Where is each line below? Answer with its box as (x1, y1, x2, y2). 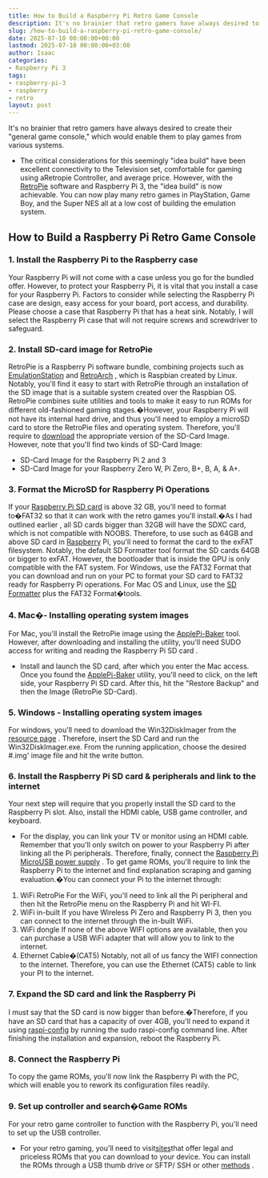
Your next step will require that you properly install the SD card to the (8, 799, 236, 809)
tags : (8, 71, 26, 79)
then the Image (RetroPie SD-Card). (19, 687, 138, 697)
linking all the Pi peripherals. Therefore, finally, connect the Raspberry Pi (19, 848, 258, 859)
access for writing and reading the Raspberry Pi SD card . (8, 645, 198, 655)
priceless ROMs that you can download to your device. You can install (19, 1152, 250, 1162)
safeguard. (8, 323, 44, 333)
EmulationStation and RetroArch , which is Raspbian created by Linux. (8, 371, 238, 380)
